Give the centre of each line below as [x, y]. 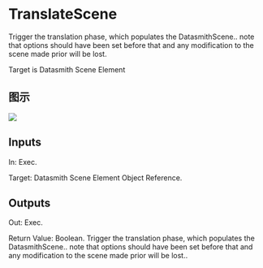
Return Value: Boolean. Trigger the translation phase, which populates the [132, 238]
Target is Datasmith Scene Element [67, 69]
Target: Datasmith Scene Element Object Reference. [95, 177]
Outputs [30, 203]
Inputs [25, 143]
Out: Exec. [26, 223]
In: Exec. [23, 162]
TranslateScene [63, 14]
